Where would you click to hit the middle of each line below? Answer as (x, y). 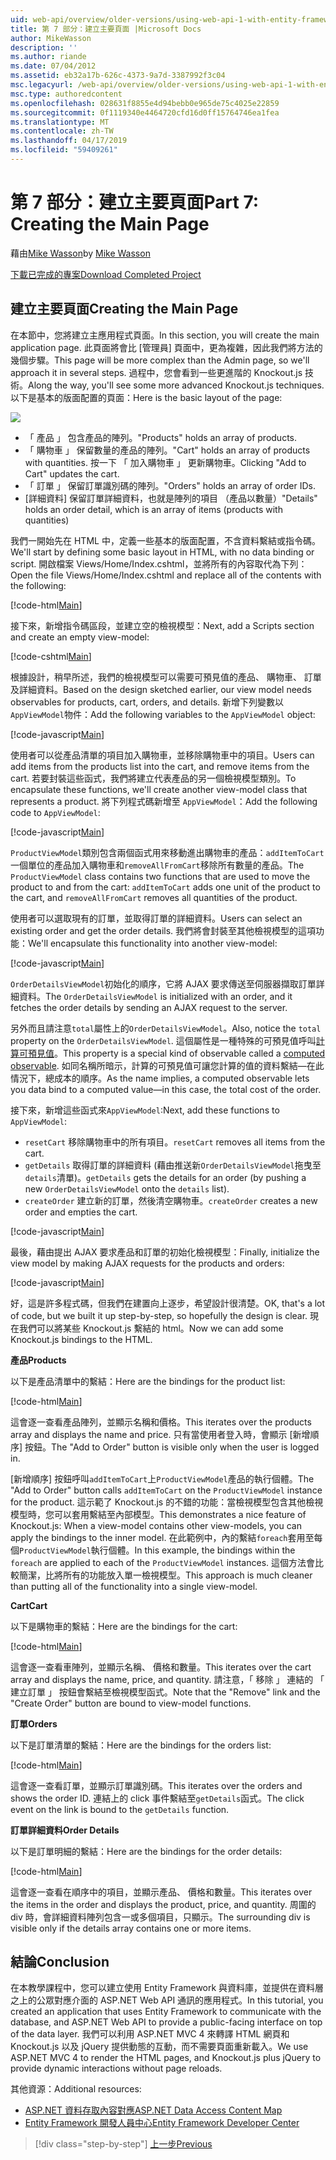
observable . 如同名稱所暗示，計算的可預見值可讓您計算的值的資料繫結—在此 (167, 1065)
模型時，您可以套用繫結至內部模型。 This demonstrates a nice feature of (158, 1514)
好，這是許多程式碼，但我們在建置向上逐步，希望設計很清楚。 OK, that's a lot (168, 1303)
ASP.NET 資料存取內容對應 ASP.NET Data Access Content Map (153, 2110)
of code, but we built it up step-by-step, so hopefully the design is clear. (159, 1315)
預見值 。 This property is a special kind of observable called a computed (176, 1053)
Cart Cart (29, 1605)
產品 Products (38, 1360)
